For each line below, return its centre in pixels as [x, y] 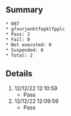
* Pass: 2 [18, 34]
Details [19, 74]
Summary [24, 10]
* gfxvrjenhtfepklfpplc [35, 29]
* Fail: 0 [18, 39]
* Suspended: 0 [25, 50]
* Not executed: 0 [29, 44]
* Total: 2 [19, 55]
